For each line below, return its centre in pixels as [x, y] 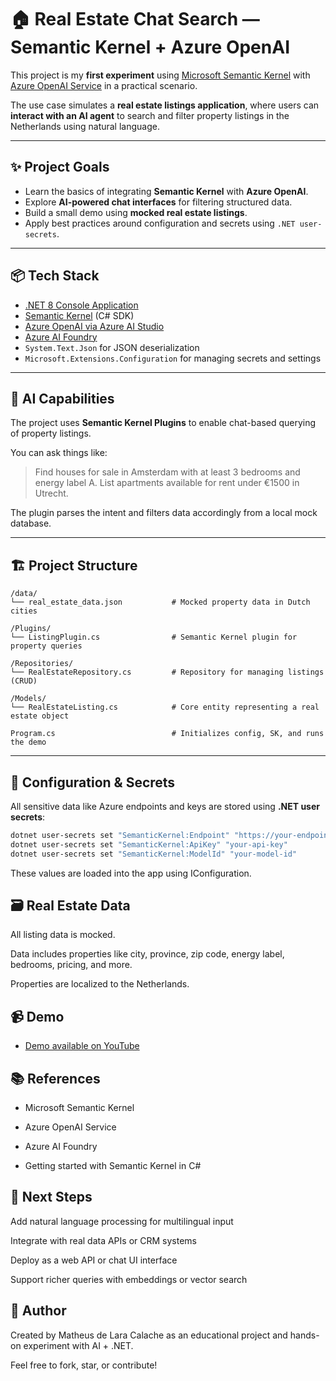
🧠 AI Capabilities [62, 398]
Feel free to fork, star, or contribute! [84, 1365]
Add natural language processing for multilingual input [122, 1221]
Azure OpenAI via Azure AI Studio [94, 326]
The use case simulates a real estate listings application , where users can [165, 105]
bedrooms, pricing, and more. [71, 965]
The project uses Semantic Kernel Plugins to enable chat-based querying [163, 423]
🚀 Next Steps [51, 1197]
